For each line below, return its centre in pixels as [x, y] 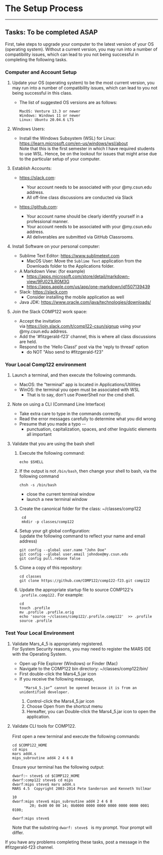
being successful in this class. [42, 93]
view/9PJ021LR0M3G [48, 282]
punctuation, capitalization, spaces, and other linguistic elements [91, 429]
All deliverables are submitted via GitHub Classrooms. [80, 237]
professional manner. [48, 222]
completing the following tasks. [36, 59]
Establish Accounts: [32, 169]
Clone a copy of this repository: [51, 568]
